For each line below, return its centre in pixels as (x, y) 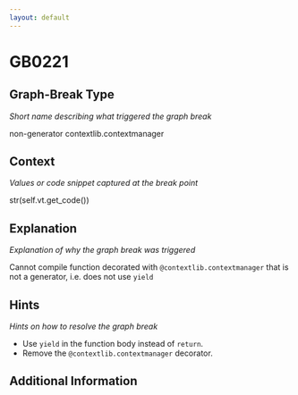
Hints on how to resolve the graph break (84, 326)
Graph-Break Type (62, 95)
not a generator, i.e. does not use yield (81, 277)
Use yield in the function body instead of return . (113, 344)
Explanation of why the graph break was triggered (102, 250)
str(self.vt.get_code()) (49, 200)
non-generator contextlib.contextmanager (87, 133)
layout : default (39, 17)
